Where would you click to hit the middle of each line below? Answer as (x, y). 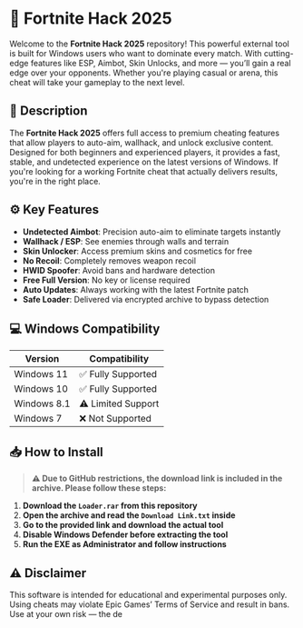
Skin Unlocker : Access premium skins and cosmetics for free (137, 251)
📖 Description (49, 111)
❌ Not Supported (116, 419)
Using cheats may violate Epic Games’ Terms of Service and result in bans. (150, 604)
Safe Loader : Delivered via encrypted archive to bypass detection (146, 299)
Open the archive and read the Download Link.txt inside (129, 515)
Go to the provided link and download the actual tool (123, 525)
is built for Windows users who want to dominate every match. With (136, 53)
